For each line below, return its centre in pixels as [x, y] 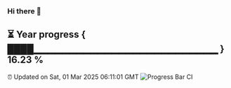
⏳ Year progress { [47, 35]
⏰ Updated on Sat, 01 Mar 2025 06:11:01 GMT [73, 77]
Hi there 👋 [25, 11]
